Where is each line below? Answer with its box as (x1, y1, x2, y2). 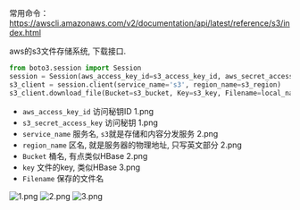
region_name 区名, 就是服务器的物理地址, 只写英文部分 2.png (21, 139, 243, 150)
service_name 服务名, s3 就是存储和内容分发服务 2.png (21, 128, 219, 139)
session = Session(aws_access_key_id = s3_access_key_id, (9, 71, 221, 80)
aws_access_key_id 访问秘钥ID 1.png (21, 105, 154, 116)
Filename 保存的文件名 (21, 172, 104, 183)
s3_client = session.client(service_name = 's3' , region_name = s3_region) (9, 80, 281, 89)
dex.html (9, 28, 42, 38)
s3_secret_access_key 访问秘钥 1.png (21, 117, 159, 128)
